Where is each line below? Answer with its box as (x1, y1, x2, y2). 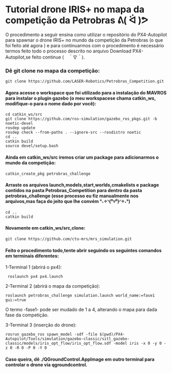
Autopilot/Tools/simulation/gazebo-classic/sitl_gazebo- (5, 337, 130, 342)
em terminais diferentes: (5, 253, 59, 259)
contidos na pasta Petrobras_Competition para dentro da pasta (5, 188, 142, 194)
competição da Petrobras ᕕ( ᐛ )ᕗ (5, 14, 148, 26)
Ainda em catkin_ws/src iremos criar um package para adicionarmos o (5, 154, 159, 160)
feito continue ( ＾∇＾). (31, 54, 85, 60)
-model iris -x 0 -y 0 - (113, 341, 167, 346)
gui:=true (5, 297, 27, 303)
